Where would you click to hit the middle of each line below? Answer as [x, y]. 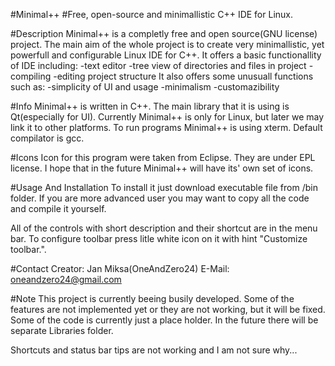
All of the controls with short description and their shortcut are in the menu [164, 228]
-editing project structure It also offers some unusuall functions [183, 76]
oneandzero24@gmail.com [66, 279]
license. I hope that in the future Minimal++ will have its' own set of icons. [162, 168]
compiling [31, 76]
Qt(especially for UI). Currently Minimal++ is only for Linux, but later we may [167, 117]
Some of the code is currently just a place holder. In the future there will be [164, 320]
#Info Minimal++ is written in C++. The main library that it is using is [150, 106]
